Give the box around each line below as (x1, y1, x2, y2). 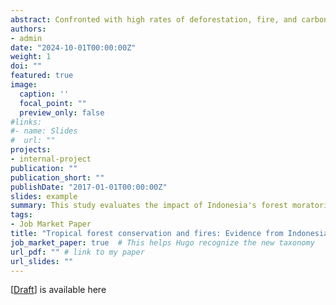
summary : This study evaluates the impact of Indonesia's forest (10, 201, 288, 211)
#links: (10, 117, 43, 127)
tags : (10, 210, 33, 220)
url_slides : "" (10, 256, 74, 266)
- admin (10, 33, 43, 43)
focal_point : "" (19, 98, 87, 108)
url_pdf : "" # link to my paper (10, 247, 145, 257)
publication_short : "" (10, 172, 105, 183)
